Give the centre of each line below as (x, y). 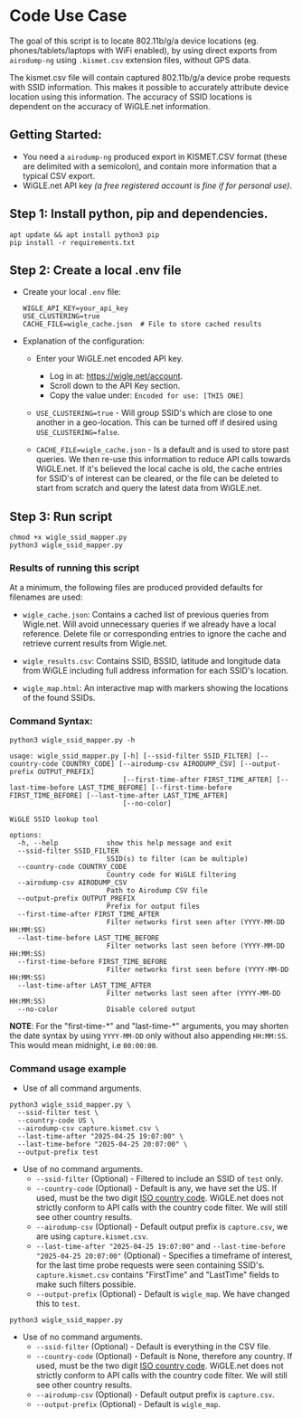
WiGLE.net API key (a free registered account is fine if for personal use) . (157, 185)
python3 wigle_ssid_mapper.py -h (72, 740)
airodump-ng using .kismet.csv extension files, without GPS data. (130, 60)
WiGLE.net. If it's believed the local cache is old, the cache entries (159, 469)
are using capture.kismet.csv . (92, 1236)
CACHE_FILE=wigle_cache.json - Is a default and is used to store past (162, 449)
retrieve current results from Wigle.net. (95, 644)
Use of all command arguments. (82, 1088)
